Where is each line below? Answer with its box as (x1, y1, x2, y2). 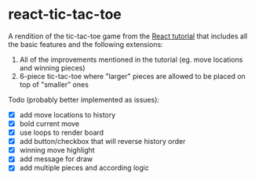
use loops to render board (19, 128, 104, 138)
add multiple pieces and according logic (19, 163, 149, 173)
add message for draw (19, 154, 93, 164)
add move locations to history (19, 110, 116, 119)
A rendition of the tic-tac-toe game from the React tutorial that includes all (8, 31, 248, 41)
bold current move (19, 119, 80, 128)
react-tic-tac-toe (8, 5, 122, 23)
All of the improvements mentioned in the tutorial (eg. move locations (19, 55, 243, 64)
